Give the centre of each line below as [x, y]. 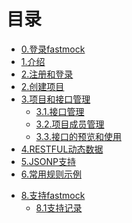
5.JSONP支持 [48, 161]
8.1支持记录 [59, 207]
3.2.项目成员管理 [70, 124]
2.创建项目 [42, 86]
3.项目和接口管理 [55, 99]
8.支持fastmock [53, 195]
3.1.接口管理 [60, 111]
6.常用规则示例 [51, 174]
